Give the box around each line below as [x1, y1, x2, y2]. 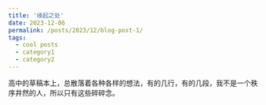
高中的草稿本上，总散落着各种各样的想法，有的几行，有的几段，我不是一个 [8, 78, 251, 88]
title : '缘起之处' [8, 11, 65, 20]
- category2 [15, 56, 55, 64]
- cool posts [15, 41, 59, 49]
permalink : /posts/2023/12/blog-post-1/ [8, 26, 144, 34]
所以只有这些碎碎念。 [49, 88, 120, 97]
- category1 [15, 48, 55, 56]
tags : [8, 33, 26, 42]
